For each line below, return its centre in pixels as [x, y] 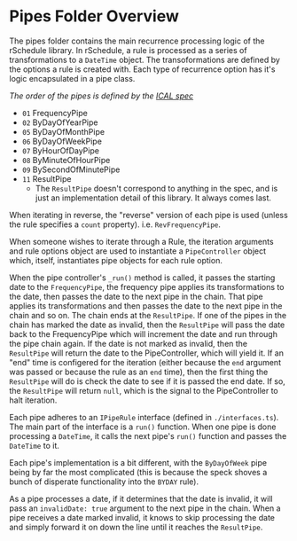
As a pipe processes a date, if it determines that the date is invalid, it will [141, 498]
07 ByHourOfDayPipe [61, 150]
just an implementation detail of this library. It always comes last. [153, 198]
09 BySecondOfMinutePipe [71, 169]
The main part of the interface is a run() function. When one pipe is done [143, 427]
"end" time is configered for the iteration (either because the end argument [145, 362]
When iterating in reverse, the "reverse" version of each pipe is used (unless [148, 215]
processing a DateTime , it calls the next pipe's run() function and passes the [148, 435]
